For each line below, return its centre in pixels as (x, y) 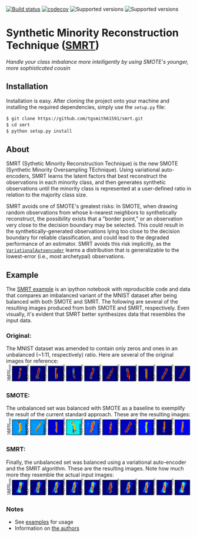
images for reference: (32, 361)
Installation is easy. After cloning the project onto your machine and (88, 101)
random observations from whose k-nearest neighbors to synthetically (91, 213)
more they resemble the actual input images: (60, 475)
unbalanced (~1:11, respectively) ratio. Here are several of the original (90, 355)
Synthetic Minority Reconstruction (93, 33)
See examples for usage (44, 522)
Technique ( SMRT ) (53, 46)
